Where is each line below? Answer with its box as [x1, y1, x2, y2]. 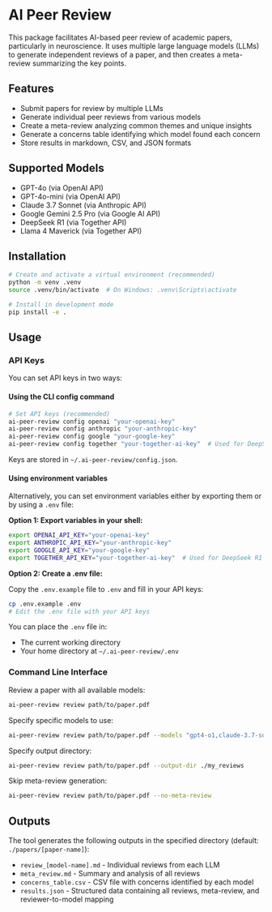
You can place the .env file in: [8, 622, 108, 632]
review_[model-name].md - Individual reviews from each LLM [19, 860, 220, 870]
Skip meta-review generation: [8, 776, 108, 786]
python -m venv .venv [8, 278, 82, 287]
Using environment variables [8, 473, 108, 483]
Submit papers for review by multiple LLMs [19, 103, 164, 113]
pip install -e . [8, 308, 67, 316]
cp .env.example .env [8, 600, 82, 608]
